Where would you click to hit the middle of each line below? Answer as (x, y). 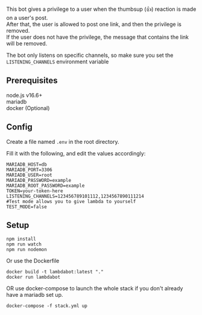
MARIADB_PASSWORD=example (39, 180)
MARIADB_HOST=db (27, 164)
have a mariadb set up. (35, 295)
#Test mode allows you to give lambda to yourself (71, 201)
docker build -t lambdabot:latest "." (55, 272)
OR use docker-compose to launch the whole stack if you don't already (95, 288)
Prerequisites (32, 81)
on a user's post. (27, 18)
